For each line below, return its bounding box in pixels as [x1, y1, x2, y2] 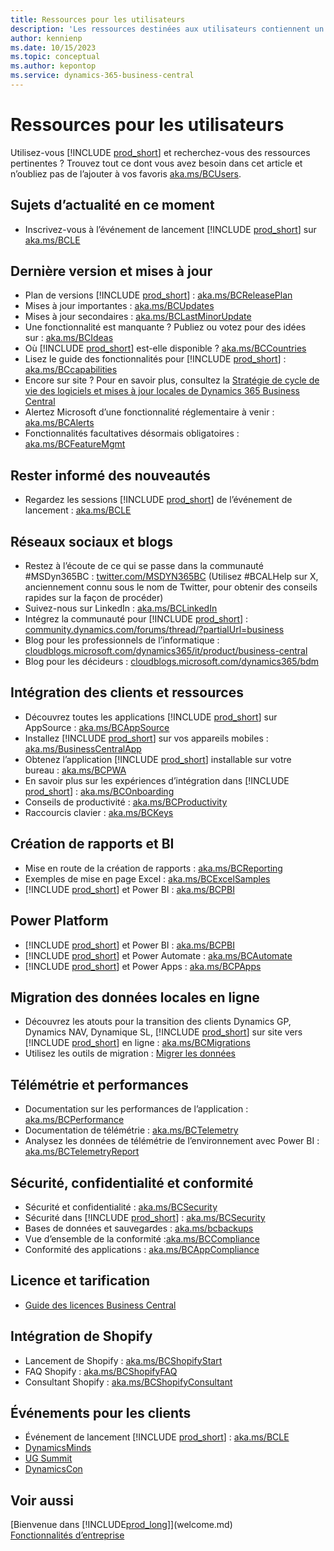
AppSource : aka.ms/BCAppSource [24, 721, 170, 733]
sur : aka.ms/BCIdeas [24, 332, 114, 344]
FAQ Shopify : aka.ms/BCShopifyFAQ [24, 1365, 178, 1377]
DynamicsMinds [24, 1442, 92, 1454]
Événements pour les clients [10, 1404, 192, 1421]
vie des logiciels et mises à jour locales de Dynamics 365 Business [24, 385, 300, 397]
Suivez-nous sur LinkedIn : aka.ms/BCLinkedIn [24, 602, 218, 615]
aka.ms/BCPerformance [24, 1114, 125, 1126]
